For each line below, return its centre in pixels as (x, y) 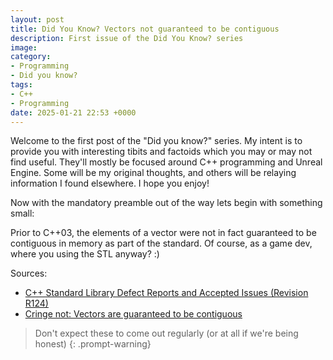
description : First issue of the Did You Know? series (127, 38)
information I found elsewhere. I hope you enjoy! (110, 183)
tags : (21, 85)
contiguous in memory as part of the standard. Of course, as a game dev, (161, 243)
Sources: (29, 273)
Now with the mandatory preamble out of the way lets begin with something (166, 203)
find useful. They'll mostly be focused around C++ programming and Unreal (166, 162)
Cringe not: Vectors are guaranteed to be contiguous (133, 314)
